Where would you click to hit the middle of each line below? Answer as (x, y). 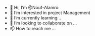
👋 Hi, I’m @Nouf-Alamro (34, 8)
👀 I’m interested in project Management (50, 13)
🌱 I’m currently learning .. (35, 18)
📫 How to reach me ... (33, 28)
